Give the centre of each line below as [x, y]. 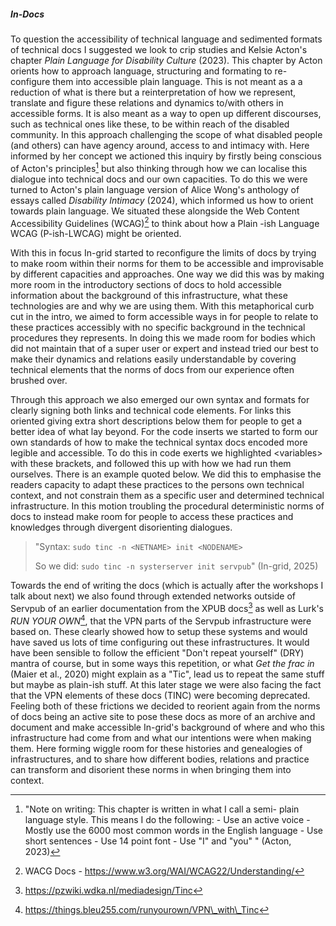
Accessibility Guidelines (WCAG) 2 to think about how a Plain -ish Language [165, 222]
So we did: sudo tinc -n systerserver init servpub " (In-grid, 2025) [176, 566]
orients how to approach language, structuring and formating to [141, 71]
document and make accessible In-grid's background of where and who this [167, 727]
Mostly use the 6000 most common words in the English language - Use [174, 830]
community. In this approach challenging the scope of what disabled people [166, 134]
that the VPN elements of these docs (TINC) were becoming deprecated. [160, 695]
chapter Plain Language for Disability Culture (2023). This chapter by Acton [166, 60]
